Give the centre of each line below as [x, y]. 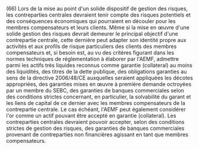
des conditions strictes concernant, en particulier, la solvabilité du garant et [99, 97]
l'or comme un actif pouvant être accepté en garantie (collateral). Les [91, 116]
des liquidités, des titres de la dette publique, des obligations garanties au [97, 71]
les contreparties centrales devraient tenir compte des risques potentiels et [98, 15]
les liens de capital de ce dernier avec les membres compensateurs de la [96, 103]
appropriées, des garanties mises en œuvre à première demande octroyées [99, 84]
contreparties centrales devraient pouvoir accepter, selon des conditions [95, 122]
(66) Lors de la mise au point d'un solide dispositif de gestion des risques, [97, 9]
